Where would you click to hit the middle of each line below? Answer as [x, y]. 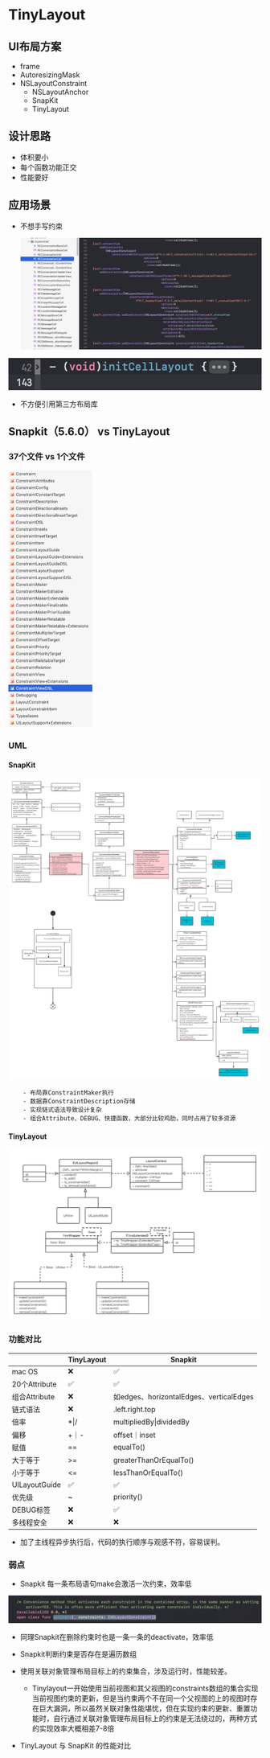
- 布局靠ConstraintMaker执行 [68, 1093]
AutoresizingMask [50, 75]
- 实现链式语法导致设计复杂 [62, 1110]
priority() [128, 1497]
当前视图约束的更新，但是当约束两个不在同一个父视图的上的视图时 [141, 1698]
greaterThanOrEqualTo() [153, 1460]
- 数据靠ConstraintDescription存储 [79, 1102]
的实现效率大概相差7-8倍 [73, 1729]
